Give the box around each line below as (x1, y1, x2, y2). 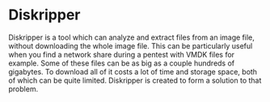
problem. (8, 83, 39, 94)
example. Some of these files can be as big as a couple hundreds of (8, 58, 235, 68)
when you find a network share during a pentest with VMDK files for (8, 49, 235, 59)
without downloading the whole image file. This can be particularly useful (8, 40, 253, 50)
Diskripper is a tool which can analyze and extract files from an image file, (8, 32, 255, 42)
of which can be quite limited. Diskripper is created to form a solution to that (8, 75, 262, 85)
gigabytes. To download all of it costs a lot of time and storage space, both (8, 66, 257, 76)
